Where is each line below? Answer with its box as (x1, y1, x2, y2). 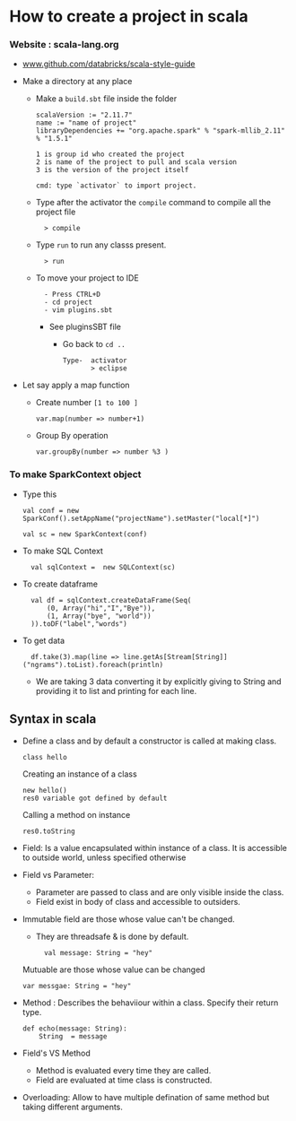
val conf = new (22, 506, 80, 515)
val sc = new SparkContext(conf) (22, 529, 148, 539)
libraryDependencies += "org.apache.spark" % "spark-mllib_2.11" (35, 126, 285, 135)
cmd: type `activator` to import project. (35, 181, 197, 190)
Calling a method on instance (22, 809, 131, 820)
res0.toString (22, 827, 75, 836)
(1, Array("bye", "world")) (46, 612, 152, 621)
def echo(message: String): (22, 1024, 127, 1033)
